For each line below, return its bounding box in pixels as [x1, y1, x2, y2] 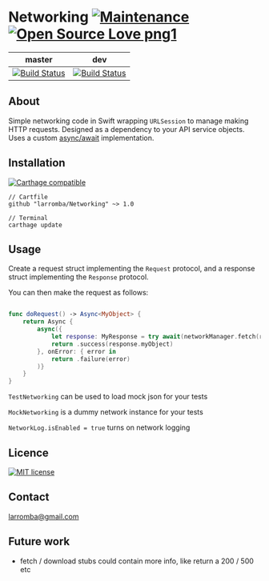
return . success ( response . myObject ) [50, 340, 174, 348]
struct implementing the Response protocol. [8, 272, 150, 282]
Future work [8, 535, 70, 548]
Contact [8, 491, 50, 504]
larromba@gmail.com [8, 511, 79, 521]
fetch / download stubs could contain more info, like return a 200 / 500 [19, 556, 255, 566]
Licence [8, 446, 50, 459]
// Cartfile [8, 193, 48, 201]
